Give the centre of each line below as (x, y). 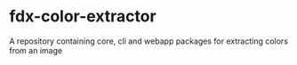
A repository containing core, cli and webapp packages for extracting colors (149, 41)
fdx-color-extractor (83, 16)
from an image (36, 50)
